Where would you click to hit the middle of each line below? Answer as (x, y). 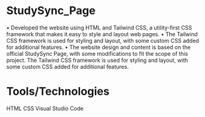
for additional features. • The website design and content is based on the (99, 47)
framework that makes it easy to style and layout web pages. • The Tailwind (102, 34)
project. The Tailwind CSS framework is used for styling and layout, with (97, 60)
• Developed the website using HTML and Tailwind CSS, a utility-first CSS (99, 28)
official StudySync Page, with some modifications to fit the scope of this (97, 53)
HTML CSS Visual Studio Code (45, 108)
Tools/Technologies (58, 92)
